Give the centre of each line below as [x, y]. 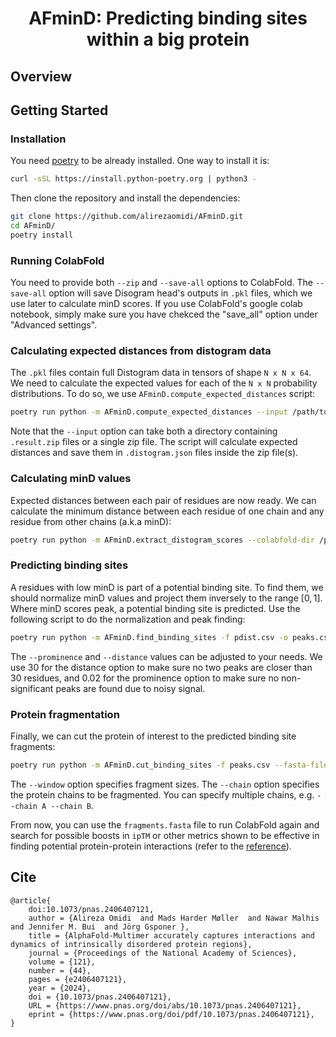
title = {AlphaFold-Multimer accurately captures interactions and [171, 935]
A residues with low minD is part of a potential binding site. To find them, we [167, 587]
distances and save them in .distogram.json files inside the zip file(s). [154, 453]
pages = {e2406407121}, [78, 979]
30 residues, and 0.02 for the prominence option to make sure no [145, 678]
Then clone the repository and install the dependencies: [125, 198]
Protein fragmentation [65, 714]
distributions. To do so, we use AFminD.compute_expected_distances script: [163, 394]
